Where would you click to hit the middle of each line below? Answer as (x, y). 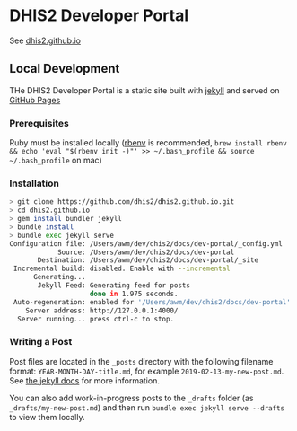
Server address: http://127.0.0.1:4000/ (102, 311)
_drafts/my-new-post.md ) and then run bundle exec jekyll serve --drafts (147, 407)
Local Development (65, 69)
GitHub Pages (35, 100)
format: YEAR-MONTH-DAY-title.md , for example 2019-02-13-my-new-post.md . (147, 371)
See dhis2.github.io (45, 40)
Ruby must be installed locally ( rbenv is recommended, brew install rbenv (148, 143)
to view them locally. (47, 417)
